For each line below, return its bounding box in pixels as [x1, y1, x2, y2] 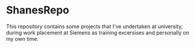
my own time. [6, 35, 39, 42]
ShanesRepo [6, 4, 69, 17]
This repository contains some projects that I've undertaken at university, [6, 23, 183, 30]
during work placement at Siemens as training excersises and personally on [6, 29, 190, 36]
